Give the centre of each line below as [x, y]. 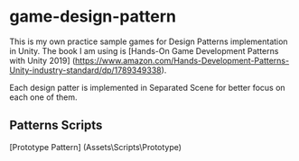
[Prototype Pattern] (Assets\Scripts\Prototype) [96, 147]
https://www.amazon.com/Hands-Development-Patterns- [182, 60]
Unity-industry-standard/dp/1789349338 [85, 70]
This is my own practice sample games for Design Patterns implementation [149, 41]
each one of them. [43, 97]
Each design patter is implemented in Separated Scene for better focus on [148, 87]
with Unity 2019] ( [42, 60]
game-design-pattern [93, 17]
